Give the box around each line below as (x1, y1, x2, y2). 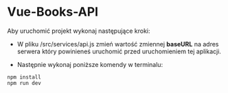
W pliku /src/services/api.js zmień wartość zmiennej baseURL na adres (16, 40, 219, 48)
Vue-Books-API (7, 4, 98, 20)
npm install (7, 73, 41, 81)
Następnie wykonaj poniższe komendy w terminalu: (16, 60, 163, 68)
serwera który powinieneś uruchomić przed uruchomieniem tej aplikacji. (16, 47, 222, 55)
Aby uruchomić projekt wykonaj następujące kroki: (7, 27, 150, 35)
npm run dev (7, 79, 41, 86)
